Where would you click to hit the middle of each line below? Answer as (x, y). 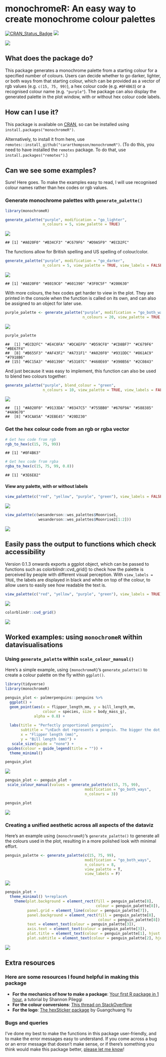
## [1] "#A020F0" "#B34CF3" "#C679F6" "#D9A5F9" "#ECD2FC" (67, 243)
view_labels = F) (103, 874)
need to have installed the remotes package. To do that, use (65, 150)
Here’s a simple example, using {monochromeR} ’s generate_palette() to (76, 670)
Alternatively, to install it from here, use (45, 139)
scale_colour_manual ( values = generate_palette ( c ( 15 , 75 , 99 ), (74, 785)
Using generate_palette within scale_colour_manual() (70, 659)
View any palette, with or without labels (46, 486)
